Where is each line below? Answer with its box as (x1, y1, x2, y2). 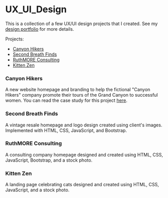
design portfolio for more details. (5, 26, 74, 32)
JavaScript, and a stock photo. (5, 187, 70, 193)
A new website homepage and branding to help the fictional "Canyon (5, 86, 151, 93)
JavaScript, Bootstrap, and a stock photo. (5, 157, 93, 163)
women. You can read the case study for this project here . (5, 97, 128, 103)
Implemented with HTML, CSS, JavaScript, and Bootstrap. (5, 127, 127, 134)
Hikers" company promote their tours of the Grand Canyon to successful (5, 92, 158, 98)
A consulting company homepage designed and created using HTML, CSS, (5, 151, 163, 158)
